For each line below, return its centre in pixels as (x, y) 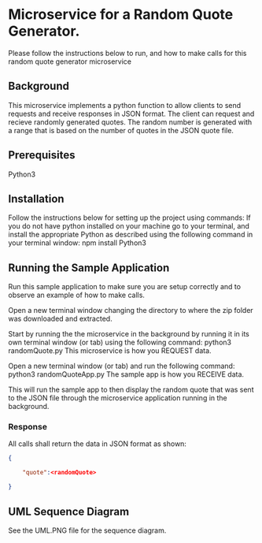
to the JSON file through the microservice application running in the (118, 398)
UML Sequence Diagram (69, 511)
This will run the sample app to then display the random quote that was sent (131, 390)
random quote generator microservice (70, 61)
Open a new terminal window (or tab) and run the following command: (122, 366)
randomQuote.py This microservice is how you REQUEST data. (110, 351)
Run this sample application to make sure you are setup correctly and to (125, 287)
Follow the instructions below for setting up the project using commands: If (130, 218)
